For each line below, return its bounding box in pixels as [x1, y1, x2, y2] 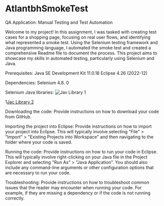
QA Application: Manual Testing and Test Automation [5, 19, 113, 25]
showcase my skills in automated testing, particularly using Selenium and [5, 55, 155, 61]
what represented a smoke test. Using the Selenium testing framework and [5, 39, 158, 45]
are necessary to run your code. [5, 169, 71, 176]
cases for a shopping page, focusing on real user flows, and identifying [5, 34, 151, 40]
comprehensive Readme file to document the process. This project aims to [5, 50, 158, 56]
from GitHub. [5, 113, 32, 119]
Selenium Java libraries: [5, 89, 54, 95]
